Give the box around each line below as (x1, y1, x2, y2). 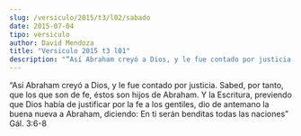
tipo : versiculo (9, 30, 70, 39)
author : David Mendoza (9, 38, 94, 48)
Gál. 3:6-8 (9, 118, 48, 129)
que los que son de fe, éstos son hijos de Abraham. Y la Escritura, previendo (9, 89, 292, 100)
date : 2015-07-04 (9, 22, 75, 31)
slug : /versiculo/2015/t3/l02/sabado (9, 13, 151, 23)
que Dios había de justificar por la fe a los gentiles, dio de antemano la (9, 99, 270, 109)
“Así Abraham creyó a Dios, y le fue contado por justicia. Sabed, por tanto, (9, 80, 285, 90)
